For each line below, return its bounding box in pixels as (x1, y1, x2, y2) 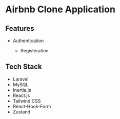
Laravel (12, 76, 29, 82)
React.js (12, 92, 30, 98)
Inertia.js (12, 87, 32, 93)
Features (5, 24, 34, 33)
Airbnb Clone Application (5, 4, 115, 15)
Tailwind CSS (12, 97, 41, 104)
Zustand (12, 109, 31, 115)
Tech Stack (5, 63, 42, 71)
